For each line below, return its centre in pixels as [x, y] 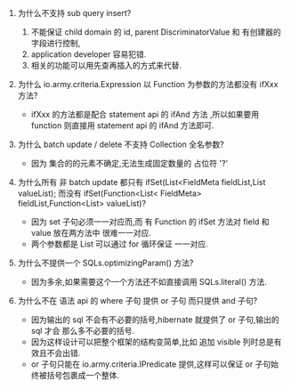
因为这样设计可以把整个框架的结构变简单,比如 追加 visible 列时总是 [152, 342]
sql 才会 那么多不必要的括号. [83, 331]
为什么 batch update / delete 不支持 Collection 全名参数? [121, 144]
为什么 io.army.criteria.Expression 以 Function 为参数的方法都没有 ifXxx [148, 84]
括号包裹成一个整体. [83, 375]
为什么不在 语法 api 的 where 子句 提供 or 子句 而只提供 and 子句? [137, 300]
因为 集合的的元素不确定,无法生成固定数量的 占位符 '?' [129, 163]
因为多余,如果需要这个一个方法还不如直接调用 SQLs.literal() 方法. [149, 282]
